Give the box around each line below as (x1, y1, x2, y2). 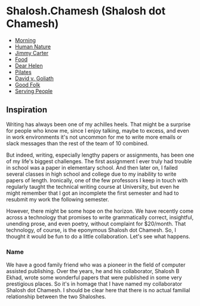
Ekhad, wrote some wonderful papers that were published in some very (6, 274, 182, 281)
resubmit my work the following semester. (6, 195, 109, 203)
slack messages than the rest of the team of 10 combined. (6, 139, 149, 147)
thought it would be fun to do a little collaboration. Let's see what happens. (6, 232, 190, 240)
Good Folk (14, 81, 41, 88)
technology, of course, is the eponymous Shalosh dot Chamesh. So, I (6, 226, 176, 234)
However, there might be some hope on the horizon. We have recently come (6, 207, 194, 215)
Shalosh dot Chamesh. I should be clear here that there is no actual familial (6, 287, 190, 294)
